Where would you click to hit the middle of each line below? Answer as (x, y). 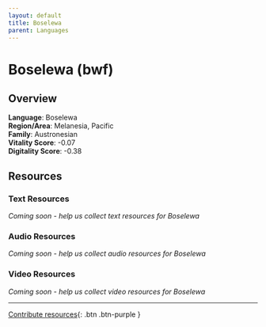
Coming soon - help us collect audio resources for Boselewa (107, 253)
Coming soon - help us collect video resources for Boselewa (107, 291)
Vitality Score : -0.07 (42, 143)
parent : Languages (38, 30)
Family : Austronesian (43, 135)
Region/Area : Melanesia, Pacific (61, 126)
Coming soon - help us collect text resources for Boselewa (104, 216)
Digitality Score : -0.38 (45, 151)
